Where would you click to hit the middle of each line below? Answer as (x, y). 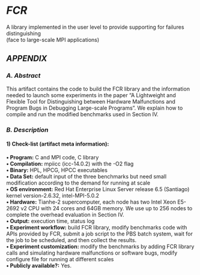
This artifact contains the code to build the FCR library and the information (98, 89)
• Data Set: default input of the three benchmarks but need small (86, 176)
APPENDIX (27, 58)
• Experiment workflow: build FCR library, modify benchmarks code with (97, 227)
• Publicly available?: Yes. (39, 265)
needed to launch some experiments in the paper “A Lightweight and (91, 95)
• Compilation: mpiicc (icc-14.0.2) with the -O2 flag (70, 164)
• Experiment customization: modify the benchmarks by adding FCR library (100, 246)
